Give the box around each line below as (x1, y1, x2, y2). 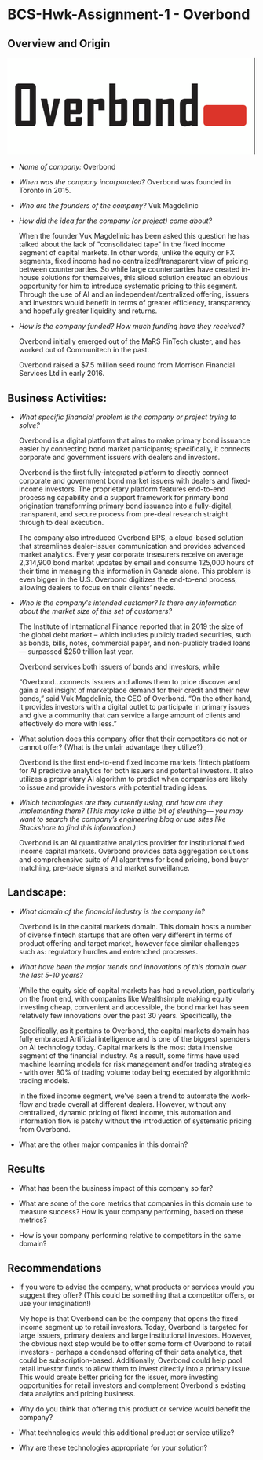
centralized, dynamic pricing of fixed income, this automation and (18, 1108, 232, 1117)
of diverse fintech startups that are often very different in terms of (18, 930, 232, 940)
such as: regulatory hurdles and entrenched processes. (18, 947, 199, 956)
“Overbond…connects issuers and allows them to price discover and (18, 677, 241, 686)
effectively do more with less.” (18, 718, 117, 728)
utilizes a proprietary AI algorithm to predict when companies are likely (18, 774, 248, 783)
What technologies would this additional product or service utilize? (18, 1428, 235, 1437)
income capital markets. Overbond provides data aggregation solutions (18, 846, 249, 856)
